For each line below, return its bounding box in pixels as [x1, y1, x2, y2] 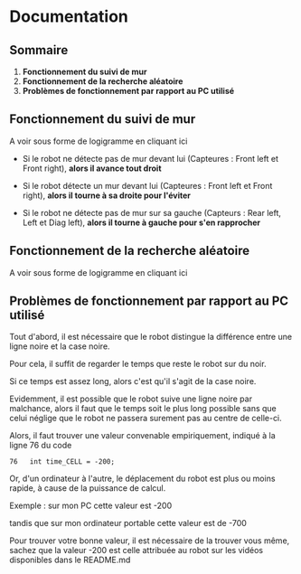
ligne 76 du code [9, 440, 72, 451]
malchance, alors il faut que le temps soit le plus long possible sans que [9, 403, 277, 414]
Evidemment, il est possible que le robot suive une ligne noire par [9, 393, 253, 404]
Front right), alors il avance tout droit [22, 163, 162, 174]
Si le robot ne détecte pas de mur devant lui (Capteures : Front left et [22, 153, 278, 164]
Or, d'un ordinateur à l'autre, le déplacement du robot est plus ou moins [9, 473, 276, 485]
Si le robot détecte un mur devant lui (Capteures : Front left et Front [22, 180, 273, 191]
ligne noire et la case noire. [9, 341, 110, 352]
